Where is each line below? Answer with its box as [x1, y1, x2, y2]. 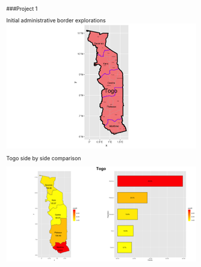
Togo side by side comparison [6, 154, 81, 162]
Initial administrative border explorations [6, 17, 107, 24]
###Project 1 [6, 5, 38, 12]
